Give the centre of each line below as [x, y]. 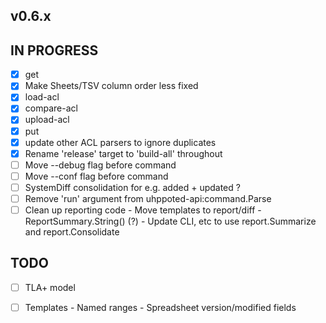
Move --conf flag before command [96, 176]
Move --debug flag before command [100, 165]
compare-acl [51, 108]
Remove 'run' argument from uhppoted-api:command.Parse [148, 198]
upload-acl [47, 120]
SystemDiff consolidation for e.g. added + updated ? [132, 187]
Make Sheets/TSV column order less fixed [111, 86]
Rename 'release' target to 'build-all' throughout [123, 153]
